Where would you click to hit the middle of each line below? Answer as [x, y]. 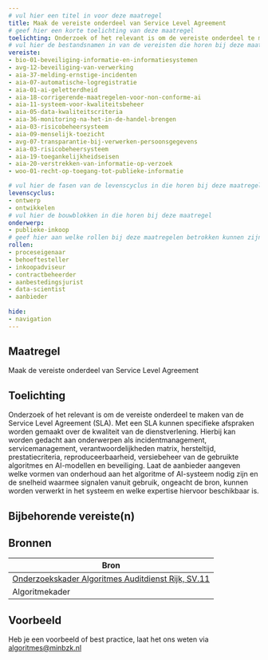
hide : [17, 312]
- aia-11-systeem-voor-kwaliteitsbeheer [77, 104]
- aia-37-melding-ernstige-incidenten [73, 75]
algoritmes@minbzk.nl [45, 648]
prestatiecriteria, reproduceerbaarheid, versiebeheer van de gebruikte [124, 457]
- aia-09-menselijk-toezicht [57, 134]
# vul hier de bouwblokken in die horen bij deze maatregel [110, 215]
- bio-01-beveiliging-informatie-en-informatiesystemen [103, 61]
